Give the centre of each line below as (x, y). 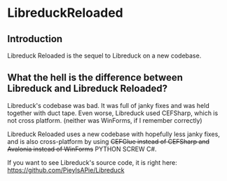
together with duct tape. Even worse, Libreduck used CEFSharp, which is (113, 113)
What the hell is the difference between (95, 78)
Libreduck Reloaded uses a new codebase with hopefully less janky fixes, (114, 134)
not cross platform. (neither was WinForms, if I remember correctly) (105, 120)
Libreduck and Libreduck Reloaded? (88, 89)
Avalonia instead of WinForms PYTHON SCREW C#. (82, 149)
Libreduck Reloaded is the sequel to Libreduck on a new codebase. (104, 55)
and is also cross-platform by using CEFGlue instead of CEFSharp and (109, 141)
